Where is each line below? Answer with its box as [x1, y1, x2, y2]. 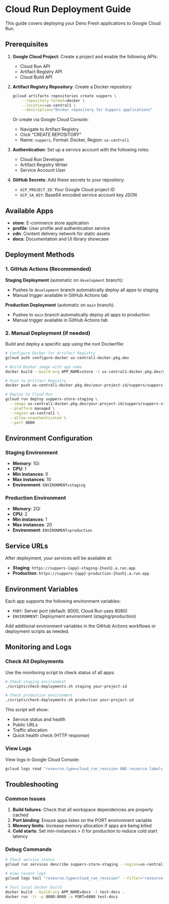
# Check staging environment [5, 679, 66, 684]
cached [12, 812, 29, 818]
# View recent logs [5, 871, 46, 876]
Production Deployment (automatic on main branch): [5, 302, 115, 308]
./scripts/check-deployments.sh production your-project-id [5, 698, 134, 703]
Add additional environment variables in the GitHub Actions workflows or [5, 623, 156, 629]
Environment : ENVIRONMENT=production [12, 527, 93, 533]
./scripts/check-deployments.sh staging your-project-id [5, 684, 127, 689]
